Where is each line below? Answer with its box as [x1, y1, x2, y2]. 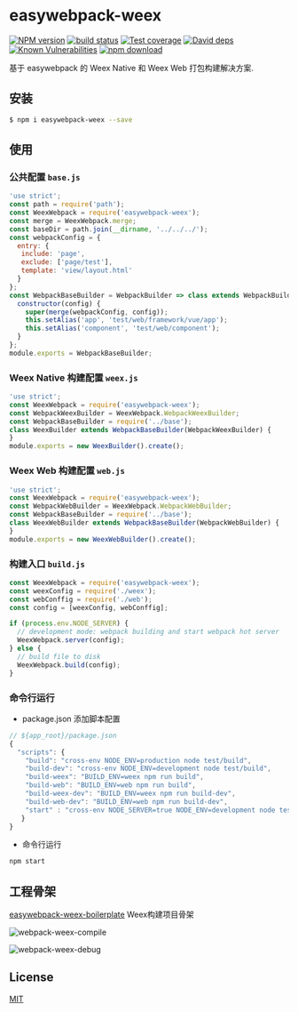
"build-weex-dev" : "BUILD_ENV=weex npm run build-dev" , [25, 789, 237, 798]
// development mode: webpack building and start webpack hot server [17, 628, 279, 637]
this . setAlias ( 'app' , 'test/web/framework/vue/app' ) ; [25, 316, 228, 325]
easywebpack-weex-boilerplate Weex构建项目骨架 [9, 909, 194, 920]
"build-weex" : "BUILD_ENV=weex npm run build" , [25, 773, 204, 782]
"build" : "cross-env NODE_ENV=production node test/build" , [25, 756, 252, 765]
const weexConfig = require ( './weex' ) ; [9, 586, 157, 596]
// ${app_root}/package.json [9, 731, 117, 740]
